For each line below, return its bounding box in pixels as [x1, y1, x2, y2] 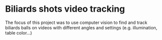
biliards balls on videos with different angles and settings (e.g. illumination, [5, 24, 158, 30]
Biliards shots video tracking [5, 3, 125, 15]
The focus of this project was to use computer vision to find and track [5, 20, 148, 25]
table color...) [5, 30, 32, 36]
